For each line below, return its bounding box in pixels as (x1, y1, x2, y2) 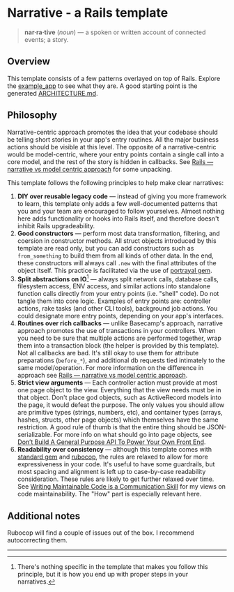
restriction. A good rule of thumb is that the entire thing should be (17, 423, 205, 431)
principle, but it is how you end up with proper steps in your (17, 570, 189, 579)
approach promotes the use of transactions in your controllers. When (17, 327, 216, 335)
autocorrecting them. (7, 536, 68, 545)
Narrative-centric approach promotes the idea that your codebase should (7, 128, 218, 136)
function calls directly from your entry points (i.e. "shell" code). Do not (17, 290, 219, 298)
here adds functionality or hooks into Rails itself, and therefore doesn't (17, 214, 219, 223)
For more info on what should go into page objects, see (53, 431, 212, 439)
